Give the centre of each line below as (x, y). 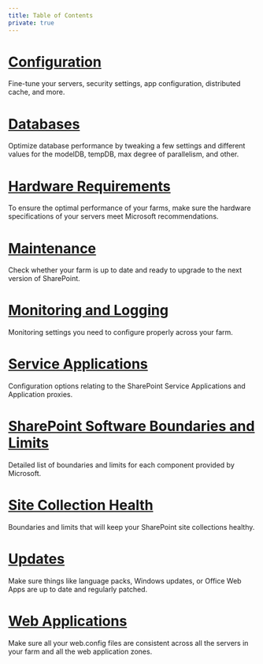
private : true (31, 23)
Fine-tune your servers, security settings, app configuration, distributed (124, 84)
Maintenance (52, 248)
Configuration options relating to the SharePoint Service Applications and (127, 386)
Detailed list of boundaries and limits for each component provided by (121, 465)
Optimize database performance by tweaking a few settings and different (127, 146)
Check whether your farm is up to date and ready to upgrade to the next (125, 270)
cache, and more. (37, 92)
